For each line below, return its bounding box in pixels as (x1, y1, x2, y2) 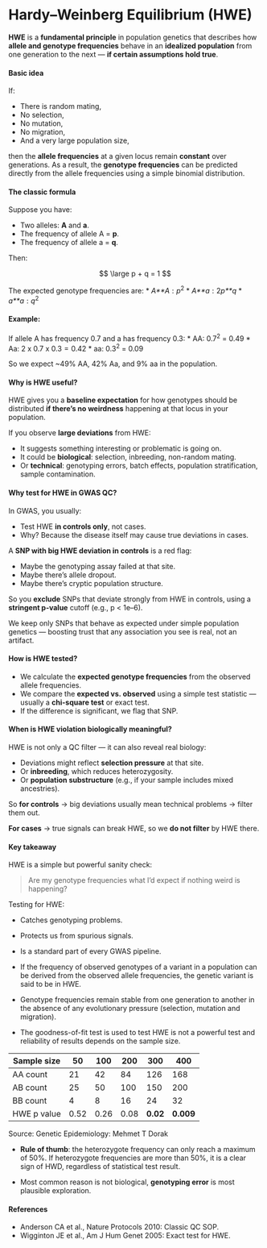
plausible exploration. (19, 1186, 92, 1196)
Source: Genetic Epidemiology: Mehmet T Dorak (8, 1129, 169, 1138)
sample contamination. (19, 469, 97, 479)
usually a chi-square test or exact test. (19, 697, 150, 707)
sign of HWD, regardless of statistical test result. (19, 1162, 181, 1171)
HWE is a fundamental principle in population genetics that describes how (8, 32, 257, 42)
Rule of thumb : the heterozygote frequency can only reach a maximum (19, 1145, 256, 1154)
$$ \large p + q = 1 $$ (99, 268, 171, 279)
